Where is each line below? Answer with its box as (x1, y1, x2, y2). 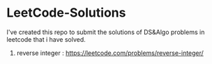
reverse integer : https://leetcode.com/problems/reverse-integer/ (16, 49, 204, 57)
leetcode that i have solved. (6, 35, 86, 43)
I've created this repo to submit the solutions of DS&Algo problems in (6, 28, 205, 36)
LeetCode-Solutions (6, 5, 126, 21)
